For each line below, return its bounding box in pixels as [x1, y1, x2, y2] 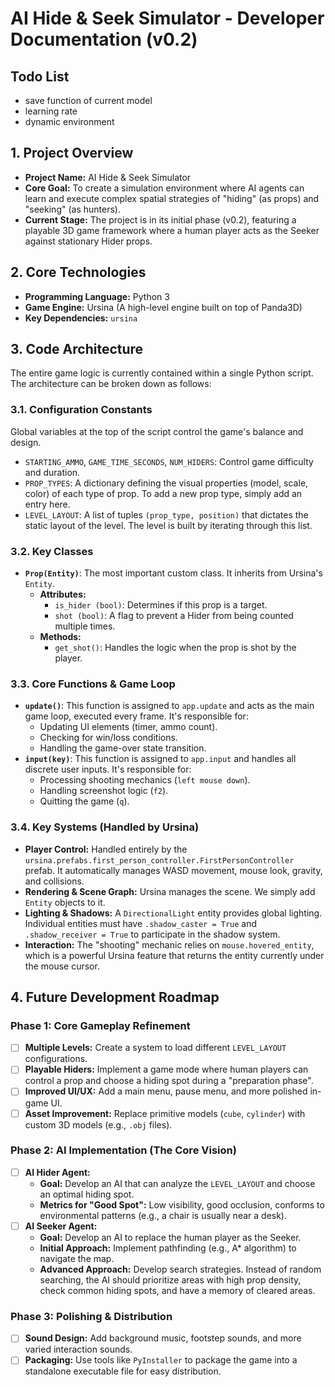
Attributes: [39, 588, 87, 601]
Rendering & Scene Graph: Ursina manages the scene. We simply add [24, 885, 316, 897]
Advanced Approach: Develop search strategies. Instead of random [39, 1263, 322, 1275]
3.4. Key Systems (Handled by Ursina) [10, 820, 200, 834]
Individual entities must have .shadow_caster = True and [24, 917, 258, 929]
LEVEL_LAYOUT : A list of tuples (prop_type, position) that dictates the [24, 508, 309, 521]
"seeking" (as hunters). [24, 203, 121, 215]
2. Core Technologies [10, 264, 147, 281]
